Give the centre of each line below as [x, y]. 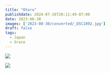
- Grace [18, 42]
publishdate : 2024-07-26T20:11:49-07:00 [48, 14]
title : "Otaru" [21, 10]
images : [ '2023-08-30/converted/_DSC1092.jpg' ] [55, 24]
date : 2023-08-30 [23, 19]
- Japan [18, 38]
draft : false [19, 28]
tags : [11, 33]
